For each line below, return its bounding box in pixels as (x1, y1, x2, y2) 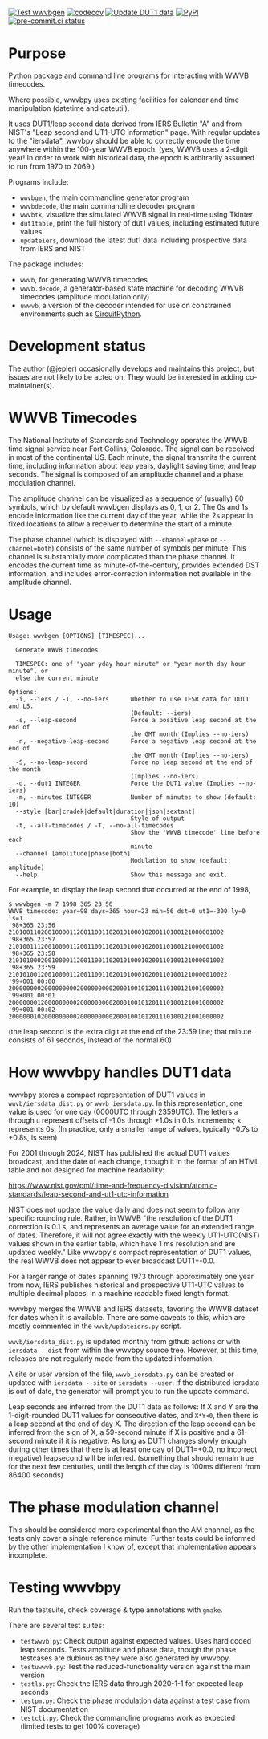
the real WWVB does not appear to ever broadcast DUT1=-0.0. (8, 1256, 215, 1266)
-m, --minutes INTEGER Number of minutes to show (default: (15, 793, 257, 802)
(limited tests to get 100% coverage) (19, 1721, 140, 1731)
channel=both (8, 544, 52, 553)
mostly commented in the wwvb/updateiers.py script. (8, 1321, 182, 1331)
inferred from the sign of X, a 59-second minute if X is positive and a (8, 1427, 235, 1436)
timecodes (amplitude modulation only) (19, 291, 150, 301)
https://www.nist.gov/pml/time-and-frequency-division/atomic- (8, 1180, 218, 1190)
